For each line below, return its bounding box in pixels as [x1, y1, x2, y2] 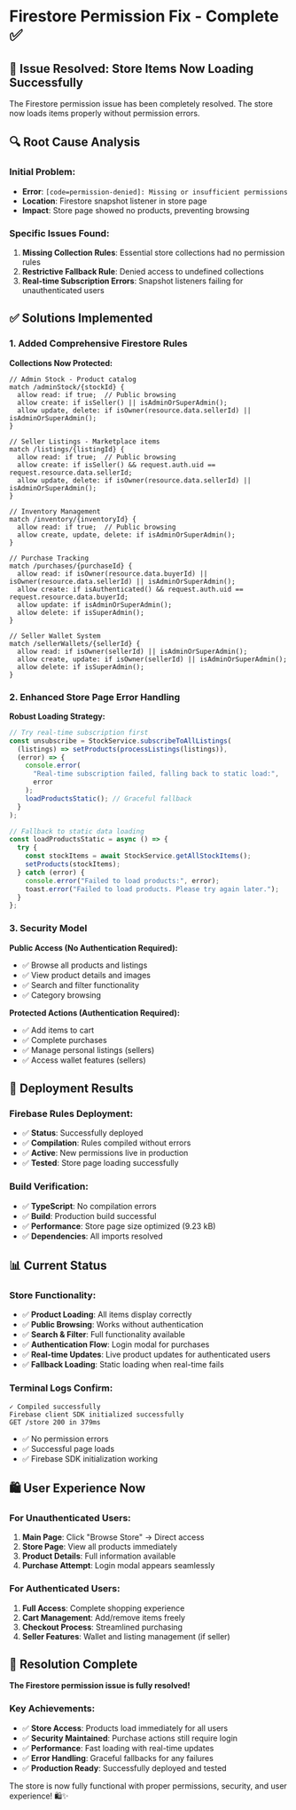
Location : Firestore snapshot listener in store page [21, 195, 207, 206]
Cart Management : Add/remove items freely [21, 1612, 186, 1623]
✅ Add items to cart [21, 1025, 95, 1035]
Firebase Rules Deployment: [9, 1107, 134, 1120]
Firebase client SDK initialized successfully [9, 1410, 184, 1419]
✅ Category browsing [21, 989, 102, 1001]
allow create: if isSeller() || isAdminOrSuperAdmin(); [17, 398, 228, 407]
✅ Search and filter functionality [21, 979, 140, 990]
